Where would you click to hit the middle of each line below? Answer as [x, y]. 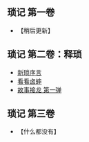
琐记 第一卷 [31, 12]
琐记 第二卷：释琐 [44, 54]
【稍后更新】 [35, 30]
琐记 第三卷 [31, 114]
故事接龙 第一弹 [39, 89]
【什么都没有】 [38, 132]
